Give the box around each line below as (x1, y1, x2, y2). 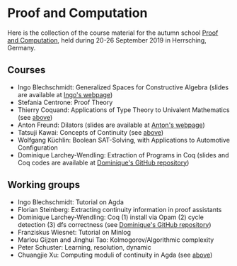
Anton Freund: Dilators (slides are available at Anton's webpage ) (17, 121, 205, 129)
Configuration (17, 143, 58, 152)
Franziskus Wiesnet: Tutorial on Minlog (17, 228, 131, 236)
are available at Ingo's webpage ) (17, 90, 113, 99)
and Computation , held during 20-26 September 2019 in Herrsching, (7, 35, 207, 44)
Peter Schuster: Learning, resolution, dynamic (17, 243, 152, 251)
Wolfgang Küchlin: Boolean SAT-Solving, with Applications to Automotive (17, 135, 230, 144)
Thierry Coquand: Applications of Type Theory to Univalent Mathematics (17, 105, 230, 114)
